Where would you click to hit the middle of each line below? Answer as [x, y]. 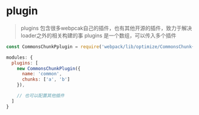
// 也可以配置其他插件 [41, 96]
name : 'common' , [42, 74]
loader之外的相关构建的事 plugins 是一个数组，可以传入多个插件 [98, 35]
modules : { [20, 57]
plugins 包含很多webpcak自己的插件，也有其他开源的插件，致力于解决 [106, 28]
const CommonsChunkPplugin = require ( [54, 47]
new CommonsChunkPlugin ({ [49, 68]
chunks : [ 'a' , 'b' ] [46, 79]
